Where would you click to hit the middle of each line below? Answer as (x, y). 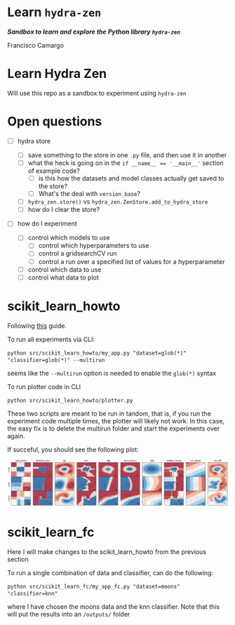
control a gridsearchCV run (78, 254)
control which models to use (69, 238)
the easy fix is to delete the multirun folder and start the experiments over (114, 428)
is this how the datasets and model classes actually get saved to (131, 178)
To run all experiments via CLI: (51, 339)
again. (16, 435)
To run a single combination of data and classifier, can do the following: (110, 572)
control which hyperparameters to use (94, 246)
